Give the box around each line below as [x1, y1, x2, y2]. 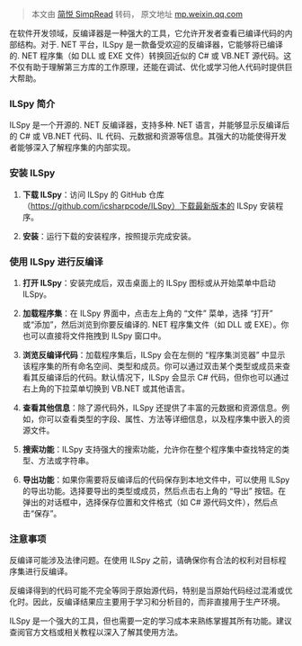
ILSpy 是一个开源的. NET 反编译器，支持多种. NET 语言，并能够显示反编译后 [9, 120, 290, 130]
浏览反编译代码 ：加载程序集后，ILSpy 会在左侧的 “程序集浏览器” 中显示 [22, 349, 286, 360]
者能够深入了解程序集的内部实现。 [9, 142, 136, 153]
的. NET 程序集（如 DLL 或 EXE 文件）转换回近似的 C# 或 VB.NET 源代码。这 [9, 50, 292, 61]
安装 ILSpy [9, 166, 56, 179]
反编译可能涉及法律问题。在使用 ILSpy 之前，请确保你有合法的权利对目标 [9, 555, 279, 566]
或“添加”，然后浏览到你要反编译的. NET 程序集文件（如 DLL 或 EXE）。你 [22, 319, 289, 329]
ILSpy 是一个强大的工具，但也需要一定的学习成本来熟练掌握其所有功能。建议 [9, 615, 292, 626]
